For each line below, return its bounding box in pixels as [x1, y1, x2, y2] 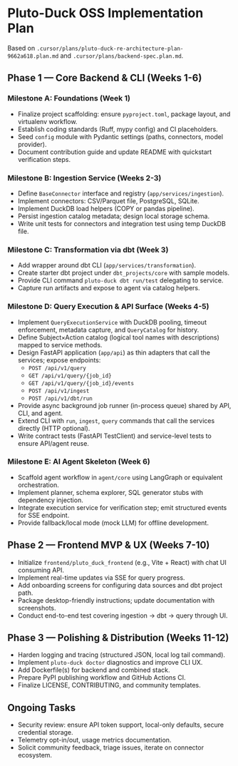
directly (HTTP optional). [17, 424, 90, 432]
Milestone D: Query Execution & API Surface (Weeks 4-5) [7, 302, 209, 312]
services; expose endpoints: [17, 355, 101, 364]
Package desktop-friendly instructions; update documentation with [17, 596, 215, 604]
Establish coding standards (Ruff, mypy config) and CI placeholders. [17, 125, 219, 133]
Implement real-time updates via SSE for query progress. [17, 573, 185, 582]
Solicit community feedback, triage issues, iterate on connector [17, 743, 205, 752]
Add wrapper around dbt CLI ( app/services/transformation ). [17, 261, 197, 270]
